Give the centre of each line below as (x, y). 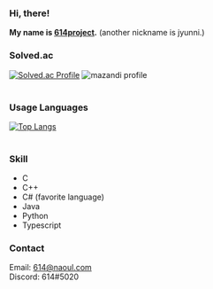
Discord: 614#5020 (44, 277)
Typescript (42, 225)
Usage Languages (49, 107)
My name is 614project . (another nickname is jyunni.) (107, 33)
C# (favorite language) (63, 197)
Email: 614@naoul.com (51, 268)
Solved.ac (31, 56)
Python (35, 216)
